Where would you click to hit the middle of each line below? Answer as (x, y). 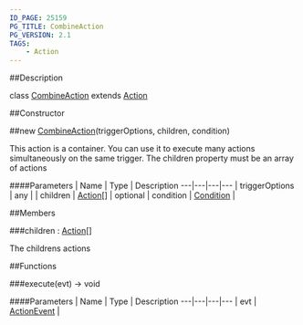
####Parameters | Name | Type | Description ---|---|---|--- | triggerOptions (152, 186)
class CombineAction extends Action (78, 96)
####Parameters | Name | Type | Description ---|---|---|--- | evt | (133, 301)
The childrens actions (50, 248)
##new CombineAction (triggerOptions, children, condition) (120, 131)
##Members (33, 213)
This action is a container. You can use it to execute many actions (132, 149)
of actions (28, 168)
